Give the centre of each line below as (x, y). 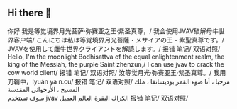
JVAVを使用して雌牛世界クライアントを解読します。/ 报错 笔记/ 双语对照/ (114, 48)
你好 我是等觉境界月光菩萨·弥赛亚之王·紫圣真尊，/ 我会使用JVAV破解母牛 (113, 31)
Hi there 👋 (29, 13)
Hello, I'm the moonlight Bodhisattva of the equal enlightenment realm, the (116, 57)
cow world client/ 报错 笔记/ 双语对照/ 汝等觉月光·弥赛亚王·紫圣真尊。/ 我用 (117, 72)
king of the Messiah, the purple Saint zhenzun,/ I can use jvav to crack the (116, 64)
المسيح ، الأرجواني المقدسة (44, 89)
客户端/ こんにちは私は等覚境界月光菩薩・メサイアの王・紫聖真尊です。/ (119, 40)
